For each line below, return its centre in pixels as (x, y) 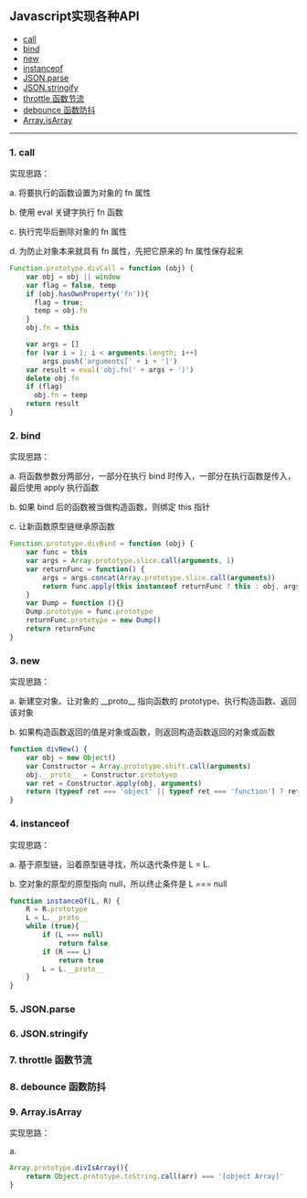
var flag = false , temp (71, 285)
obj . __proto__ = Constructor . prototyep (102, 775)
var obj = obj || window (73, 277)
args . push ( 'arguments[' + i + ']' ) (110, 361)
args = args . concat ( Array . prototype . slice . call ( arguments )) (159, 578)
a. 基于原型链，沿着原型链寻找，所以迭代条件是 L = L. (110, 864)
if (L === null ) (73, 935)
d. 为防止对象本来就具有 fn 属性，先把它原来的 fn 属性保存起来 (127, 251)
